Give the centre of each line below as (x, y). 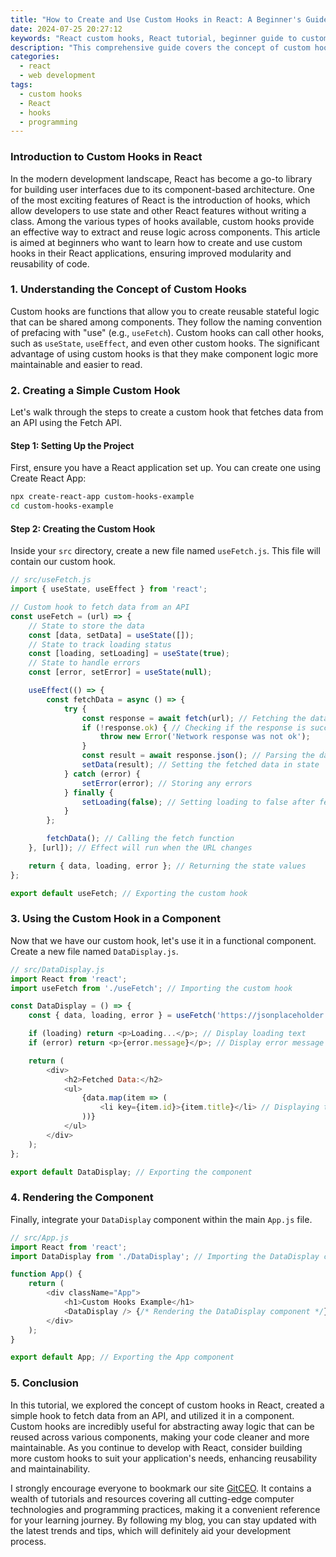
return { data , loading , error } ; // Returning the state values (167, 866)
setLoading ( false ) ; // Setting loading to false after (198, 802)
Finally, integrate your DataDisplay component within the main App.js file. (161, 1219)
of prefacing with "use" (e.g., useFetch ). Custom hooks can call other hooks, (167, 332)
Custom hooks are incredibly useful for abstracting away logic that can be (162, 1426)
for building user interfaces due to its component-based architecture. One (162, 189)
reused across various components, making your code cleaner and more (160, 1437)
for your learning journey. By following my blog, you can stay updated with (163, 1520)
